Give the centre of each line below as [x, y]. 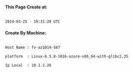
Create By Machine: [26, 33]
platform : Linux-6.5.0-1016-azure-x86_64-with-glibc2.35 [67, 57]
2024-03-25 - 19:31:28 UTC [33, 22]
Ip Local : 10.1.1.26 [28, 66]
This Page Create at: [26, 7]
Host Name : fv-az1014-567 [33, 48]
